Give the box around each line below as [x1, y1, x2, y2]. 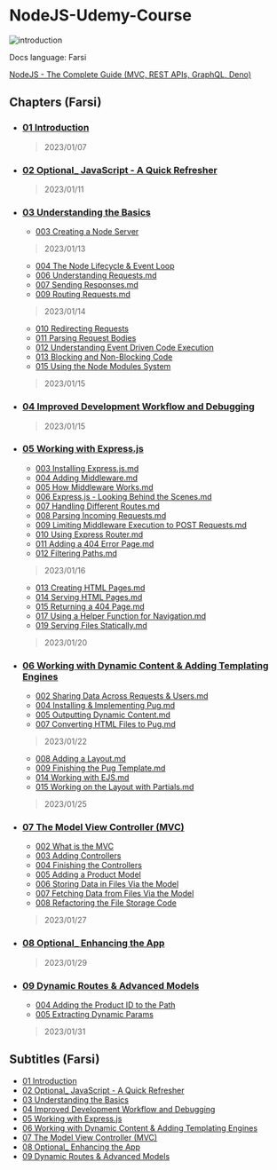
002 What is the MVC [35, 841, 114, 852]
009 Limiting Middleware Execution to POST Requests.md [35, 519, 247, 530]
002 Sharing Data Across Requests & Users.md [35, 691, 209, 701]
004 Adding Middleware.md [35, 472, 138, 483]
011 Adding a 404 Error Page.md [35, 538, 154, 549]
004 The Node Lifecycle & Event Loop [35, 261, 175, 272]
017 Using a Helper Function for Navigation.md [35, 610, 207, 621]
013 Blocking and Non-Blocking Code [35, 352, 173, 362]
